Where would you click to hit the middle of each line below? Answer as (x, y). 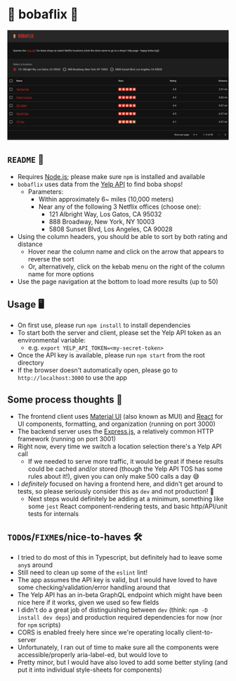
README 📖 (26, 160)
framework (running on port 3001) (67, 439)
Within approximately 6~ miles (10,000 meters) (106, 199)
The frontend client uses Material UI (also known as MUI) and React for (120, 417)
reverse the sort (51, 259)
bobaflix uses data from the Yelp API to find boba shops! (100, 184)
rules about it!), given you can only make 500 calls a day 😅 (114, 477)
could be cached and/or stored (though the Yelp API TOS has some (125, 469)
